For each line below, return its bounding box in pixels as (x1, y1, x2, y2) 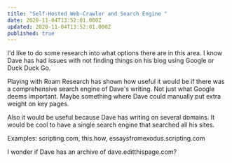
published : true (7, 29, 55, 37)
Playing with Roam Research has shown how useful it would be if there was (7, 78, 225, 86)
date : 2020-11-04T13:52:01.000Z (7, 17, 102, 24)
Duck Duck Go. (7, 64, 51, 72)
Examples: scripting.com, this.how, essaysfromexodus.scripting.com (7, 134, 205, 143)
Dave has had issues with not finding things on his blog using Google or (7, 57, 214, 65)
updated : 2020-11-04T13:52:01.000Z (7, 23, 111, 30)
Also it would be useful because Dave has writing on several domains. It (7, 113, 215, 122)
